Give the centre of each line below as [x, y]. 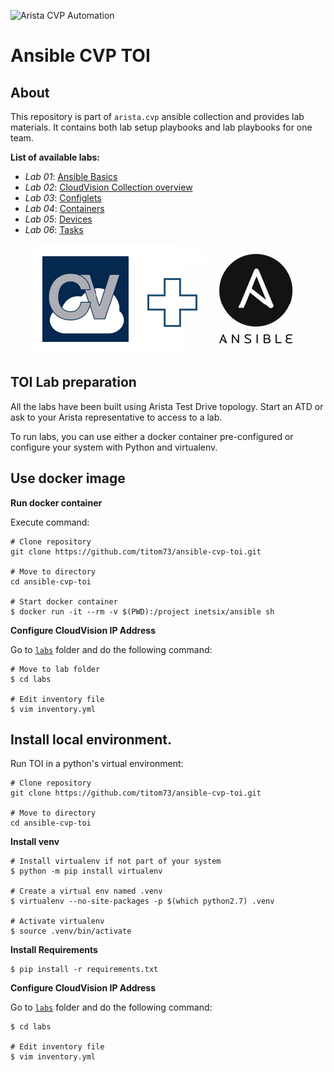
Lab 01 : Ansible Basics [71, 176]
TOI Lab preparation [73, 382]
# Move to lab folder [55, 669]
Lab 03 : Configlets [63, 198]
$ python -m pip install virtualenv [86, 871]
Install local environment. [91, 740]
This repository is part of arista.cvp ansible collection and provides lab [157, 116]
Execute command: [50, 522]
